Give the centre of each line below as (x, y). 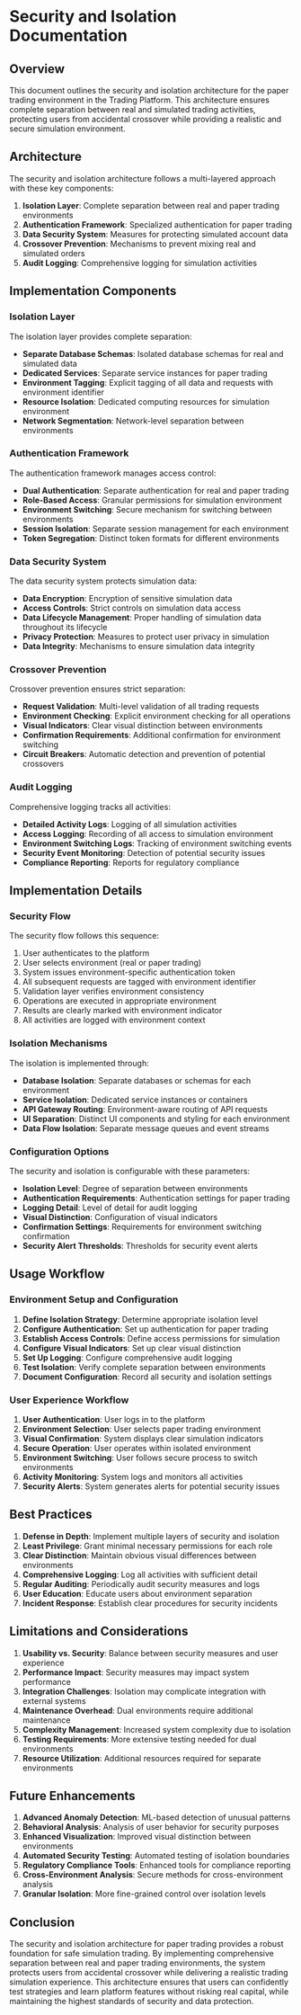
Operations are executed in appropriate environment (120, 1001)
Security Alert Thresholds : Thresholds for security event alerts (140, 1245)
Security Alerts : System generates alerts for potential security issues (151, 1486)
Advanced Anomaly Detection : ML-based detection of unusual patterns (156, 1817)
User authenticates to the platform (86, 953)
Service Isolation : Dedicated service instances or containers (135, 1100)
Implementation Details (76, 891)
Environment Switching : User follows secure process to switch (140, 1458)
